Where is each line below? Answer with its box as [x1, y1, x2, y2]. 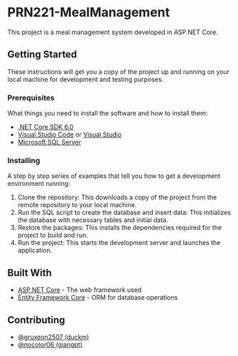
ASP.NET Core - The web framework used [17, 286, 142, 294]
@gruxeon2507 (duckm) [17, 333, 90, 341]
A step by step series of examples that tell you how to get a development [7, 172, 221, 180]
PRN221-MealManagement [7, 4, 171, 21]
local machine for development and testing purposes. [7, 75, 164, 83]
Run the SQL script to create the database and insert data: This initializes [17, 208, 232, 217]
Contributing [7, 314, 65, 326]
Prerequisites [7, 93, 55, 103]
